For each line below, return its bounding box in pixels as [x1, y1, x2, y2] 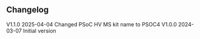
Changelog [6, 5, 49, 15]
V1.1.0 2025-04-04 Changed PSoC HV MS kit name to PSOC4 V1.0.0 [6, 20, 177, 28]
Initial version [23, 27, 56, 34]
